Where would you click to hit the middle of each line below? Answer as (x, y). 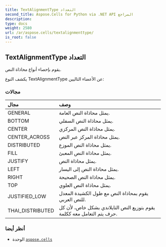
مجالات (13, 92)
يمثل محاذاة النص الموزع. (85, 145)
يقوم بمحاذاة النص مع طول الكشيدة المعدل (104, 193)
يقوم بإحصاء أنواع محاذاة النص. (33, 69)
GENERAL (19, 113)
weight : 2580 (19, 28)
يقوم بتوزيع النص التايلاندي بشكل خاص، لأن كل (107, 207)
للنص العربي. (73, 199)
